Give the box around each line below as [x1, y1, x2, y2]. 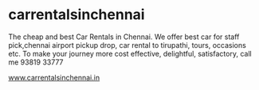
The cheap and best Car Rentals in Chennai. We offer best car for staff [8, 32, 240, 41]
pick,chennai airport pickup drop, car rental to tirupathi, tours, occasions [8, 40, 247, 49]
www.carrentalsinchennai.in [8, 72, 100, 82]
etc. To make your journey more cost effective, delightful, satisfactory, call [8, 49, 253, 58]
